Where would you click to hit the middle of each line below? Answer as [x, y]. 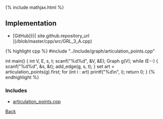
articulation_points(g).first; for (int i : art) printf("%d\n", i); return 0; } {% [80, 72]
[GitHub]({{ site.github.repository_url [51, 36]
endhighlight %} [22, 77]
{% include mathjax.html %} [35, 7]
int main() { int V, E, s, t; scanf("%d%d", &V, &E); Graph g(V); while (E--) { [82, 61]
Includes [16, 90]
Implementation [31, 23]
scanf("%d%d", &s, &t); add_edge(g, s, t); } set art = [60, 66]
